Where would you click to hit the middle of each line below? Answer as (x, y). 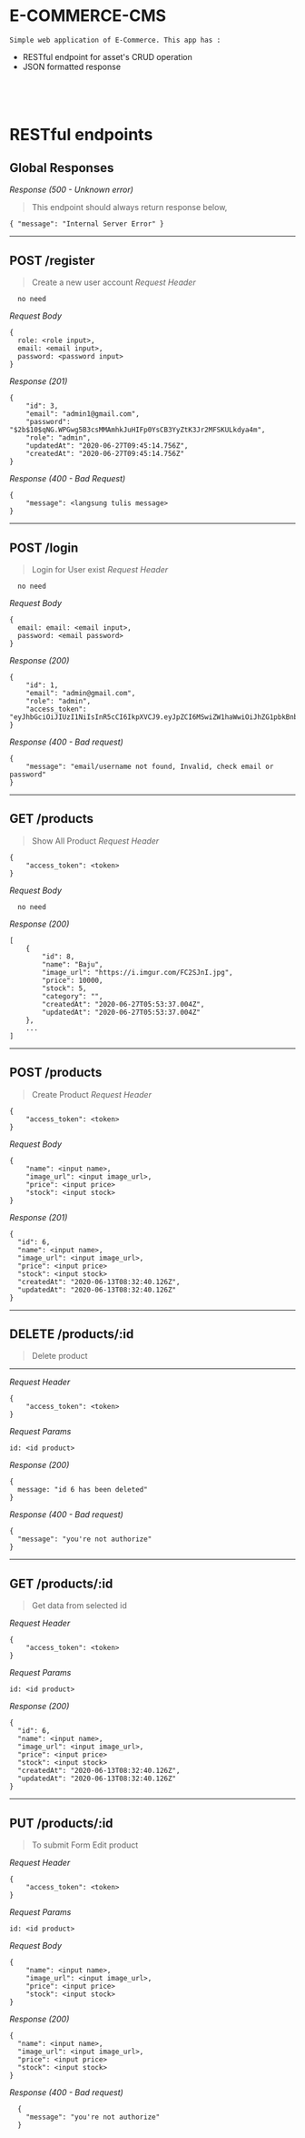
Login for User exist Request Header (100, 569)
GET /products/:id (61, 1583)
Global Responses (62, 168)
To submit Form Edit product (85, 1845)
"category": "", (73, 996)
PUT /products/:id (61, 1823)
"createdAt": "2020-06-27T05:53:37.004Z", (123, 1004)
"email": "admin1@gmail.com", (83, 414)
